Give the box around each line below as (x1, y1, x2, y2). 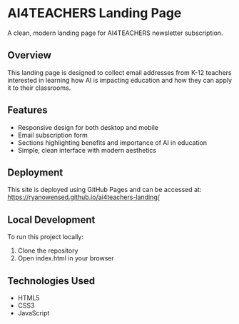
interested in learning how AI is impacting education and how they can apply (7, 76, 233, 84)
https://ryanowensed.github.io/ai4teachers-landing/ (7, 193, 161, 201)
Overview (7, 49, 52, 61)
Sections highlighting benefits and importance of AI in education (17, 138, 208, 147)
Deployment (7, 166, 63, 178)
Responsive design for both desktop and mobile (17, 123, 159, 131)
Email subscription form (17, 131, 88, 139)
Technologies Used (7, 275, 95, 287)
